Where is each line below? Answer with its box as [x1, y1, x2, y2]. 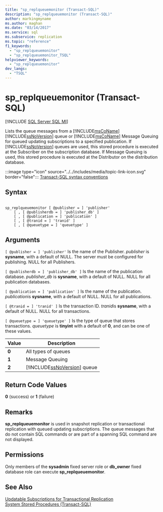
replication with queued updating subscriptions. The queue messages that [5, 426, 155, 432]
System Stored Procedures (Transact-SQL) [5, 501, 91, 507]
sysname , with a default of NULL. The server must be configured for [5, 254, 143, 260]
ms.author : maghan [5, 21, 42, 26]
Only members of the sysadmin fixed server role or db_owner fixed [5, 464, 142, 469]
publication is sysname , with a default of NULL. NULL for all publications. [5, 294, 152, 300]
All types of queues [26, 348, 71, 355]
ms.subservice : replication [5, 35, 62, 40]
